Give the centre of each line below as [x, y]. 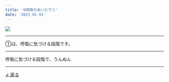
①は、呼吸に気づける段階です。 [39, 44]
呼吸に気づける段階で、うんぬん [38, 59]
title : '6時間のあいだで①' [31, 10]
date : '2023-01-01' [26, 15]
